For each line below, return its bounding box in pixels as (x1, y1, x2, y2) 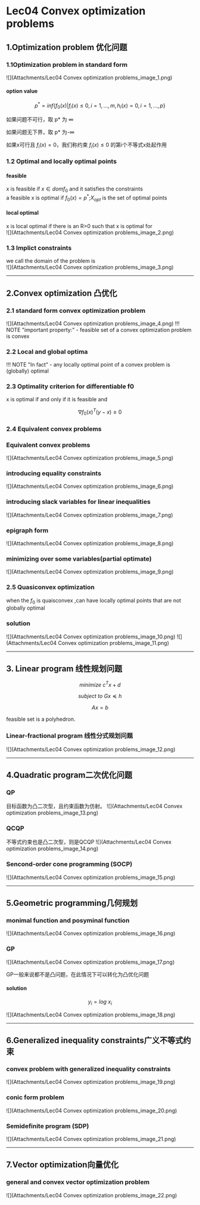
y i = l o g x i (87, 998, 112, 1007)
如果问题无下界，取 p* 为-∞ (6, 128, 75, 136)
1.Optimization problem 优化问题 (6, 42, 128, 52)
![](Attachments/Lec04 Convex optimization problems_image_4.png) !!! (6, 319, 180, 327)
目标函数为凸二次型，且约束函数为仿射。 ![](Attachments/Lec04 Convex (6, 803, 183, 810)
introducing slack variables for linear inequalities (6, 497, 151, 506)
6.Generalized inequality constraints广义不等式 (6, 1035, 183, 1046)
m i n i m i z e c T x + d (79, 680, 121, 688)
